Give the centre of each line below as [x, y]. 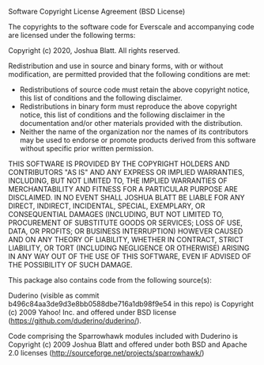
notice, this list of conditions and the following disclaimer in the [122, 115]
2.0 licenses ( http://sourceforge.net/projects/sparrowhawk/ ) [106, 353]
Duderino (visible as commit [54, 295]
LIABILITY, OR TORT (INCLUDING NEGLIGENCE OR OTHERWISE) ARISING [129, 248]
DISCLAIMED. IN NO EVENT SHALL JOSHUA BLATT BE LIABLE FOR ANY [126, 198]
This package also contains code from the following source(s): [110, 280]
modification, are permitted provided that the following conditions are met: [129, 74]
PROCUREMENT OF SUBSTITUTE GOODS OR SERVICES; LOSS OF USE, [126, 222]
